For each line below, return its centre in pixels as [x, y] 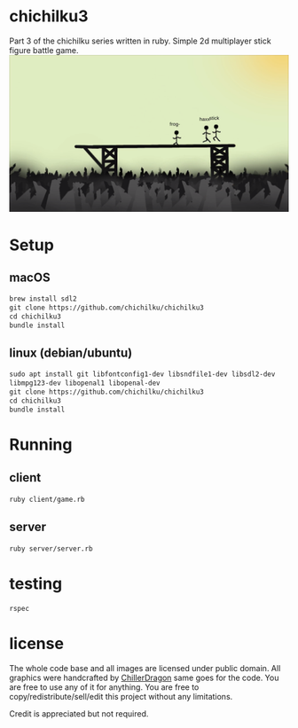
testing [36, 584]
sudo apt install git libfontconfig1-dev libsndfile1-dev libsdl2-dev [142, 374]
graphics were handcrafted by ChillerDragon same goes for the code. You [144, 677]
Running [41, 445]
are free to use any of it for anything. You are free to [104, 687]
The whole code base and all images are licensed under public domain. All [145, 668]
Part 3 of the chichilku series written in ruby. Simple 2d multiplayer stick [141, 41]
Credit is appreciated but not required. [79, 713]
